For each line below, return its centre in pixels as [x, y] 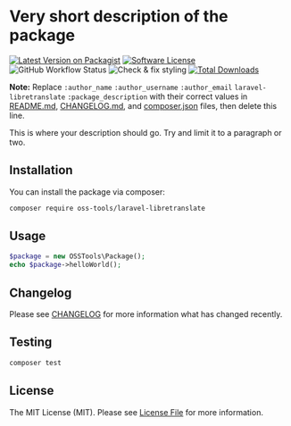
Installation [41, 170]
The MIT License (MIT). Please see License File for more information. [136, 412]
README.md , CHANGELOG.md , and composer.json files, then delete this [143, 105]
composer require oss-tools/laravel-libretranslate [107, 208]
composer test [36, 363]
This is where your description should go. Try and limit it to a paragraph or [146, 132]
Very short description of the [119, 17]
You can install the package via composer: [87, 192]
